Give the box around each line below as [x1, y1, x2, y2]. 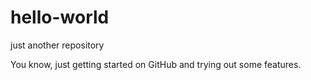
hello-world [10, 6, 110, 29]
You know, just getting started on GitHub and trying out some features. [10, 58, 302, 70]
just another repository [10, 39, 105, 51]
